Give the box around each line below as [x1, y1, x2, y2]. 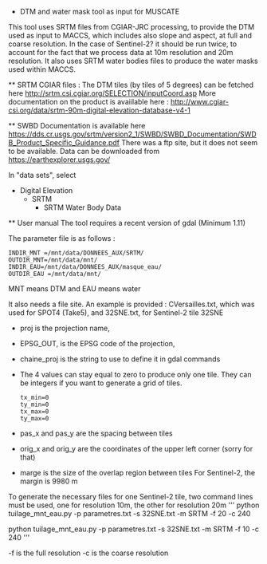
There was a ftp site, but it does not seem [121, 138, 258, 147]
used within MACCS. [8, 65, 76, 74]
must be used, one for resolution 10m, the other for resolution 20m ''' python [8, 500, 260, 510]
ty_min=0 [19, 400, 49, 408]
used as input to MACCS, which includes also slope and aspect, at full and [8, 31, 253, 40]
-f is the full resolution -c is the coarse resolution [8, 548, 169, 558]
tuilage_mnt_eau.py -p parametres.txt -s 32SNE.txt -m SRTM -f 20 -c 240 [8, 509, 251, 518]
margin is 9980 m [19, 476, 78, 486]
